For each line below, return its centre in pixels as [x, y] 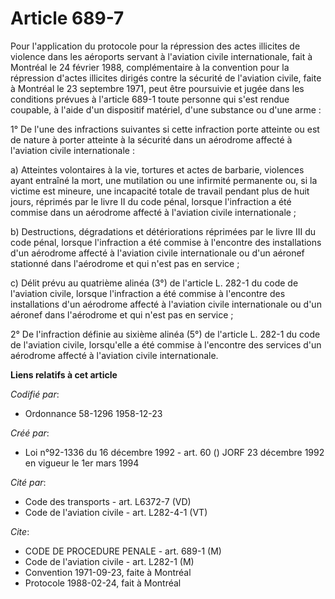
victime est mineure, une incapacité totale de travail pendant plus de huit [160, 191]
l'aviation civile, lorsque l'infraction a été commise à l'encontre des [148, 293]
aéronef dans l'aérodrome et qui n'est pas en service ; [122, 314]
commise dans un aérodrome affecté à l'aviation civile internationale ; [153, 212]
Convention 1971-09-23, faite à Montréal [108, 572]
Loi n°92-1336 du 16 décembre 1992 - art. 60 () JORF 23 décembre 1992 [174, 452]
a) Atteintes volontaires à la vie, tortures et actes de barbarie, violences [157, 169]
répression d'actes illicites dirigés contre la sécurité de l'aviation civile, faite [166, 78]
